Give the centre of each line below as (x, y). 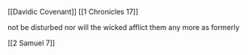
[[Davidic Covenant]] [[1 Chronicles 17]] (73, 12)
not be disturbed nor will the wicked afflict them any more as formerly (124, 27)
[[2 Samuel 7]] (32, 43)
